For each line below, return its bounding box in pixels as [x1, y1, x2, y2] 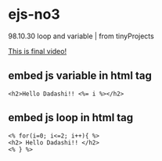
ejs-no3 [8, 5, 60, 23]
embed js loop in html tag [8, 111, 134, 124]
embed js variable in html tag [8, 69, 153, 83]
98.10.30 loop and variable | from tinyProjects [8, 31, 154, 41]
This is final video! [8, 46, 67, 55]
